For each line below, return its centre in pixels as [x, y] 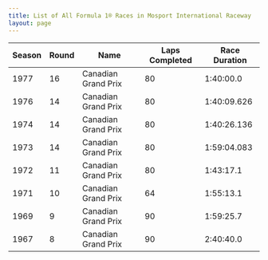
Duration [230, 60]
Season [27, 55]
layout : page [30, 23]
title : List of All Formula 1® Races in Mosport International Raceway [130, 16]
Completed [171, 60]
